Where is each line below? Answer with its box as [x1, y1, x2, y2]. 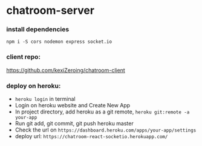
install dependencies [6, 25, 70, 34]
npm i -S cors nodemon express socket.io [6, 39, 112, 45]
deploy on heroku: [6, 81, 61, 90]
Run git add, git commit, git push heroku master [15, 120, 134, 127]
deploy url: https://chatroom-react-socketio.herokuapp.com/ [15, 133, 168, 140]
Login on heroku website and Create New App [15, 102, 131, 109]
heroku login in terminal [15, 95, 76, 103]
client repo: [6, 52, 41, 61]
